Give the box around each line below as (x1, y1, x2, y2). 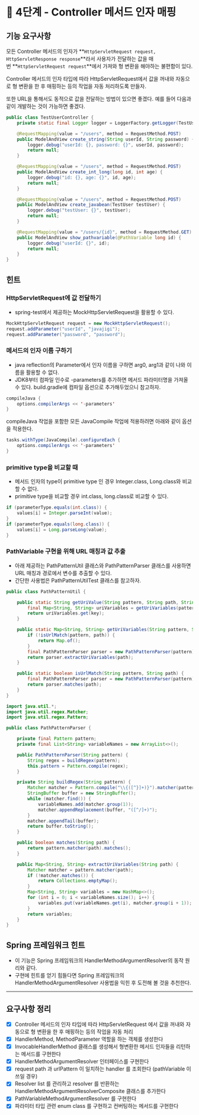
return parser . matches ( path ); (27, 682, 102, 688)
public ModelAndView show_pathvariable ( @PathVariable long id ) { (17, 235, 182, 240)
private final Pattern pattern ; (17, 736, 97, 742)
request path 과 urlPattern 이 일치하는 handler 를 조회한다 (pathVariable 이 (14, 1065, 191, 1072)
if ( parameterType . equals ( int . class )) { (6, 505, 108, 511)
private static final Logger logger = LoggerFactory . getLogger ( (17, 120, 179, 126)
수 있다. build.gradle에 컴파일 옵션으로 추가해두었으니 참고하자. (14, 384, 161, 391)
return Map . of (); (37, 638, 81, 644)
